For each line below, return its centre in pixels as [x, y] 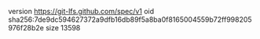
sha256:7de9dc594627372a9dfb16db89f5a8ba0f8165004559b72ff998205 [130, 19]
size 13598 [63, 28]
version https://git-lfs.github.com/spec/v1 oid [81, 11]
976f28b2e [26, 28]
